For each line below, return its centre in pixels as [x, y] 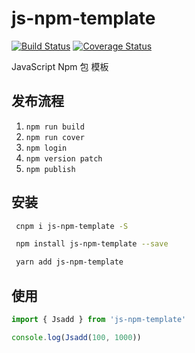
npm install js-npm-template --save [92, 244]
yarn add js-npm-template [69, 262]
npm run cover [55, 137]
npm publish [50, 169]
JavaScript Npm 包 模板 [60, 66]
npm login [46, 148]
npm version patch [64, 158]
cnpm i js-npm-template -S [72, 226]
